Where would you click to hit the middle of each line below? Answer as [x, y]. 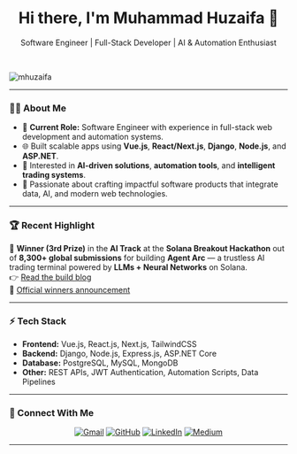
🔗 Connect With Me [52, 412]
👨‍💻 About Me [38, 108]
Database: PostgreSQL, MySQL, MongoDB [100, 363]
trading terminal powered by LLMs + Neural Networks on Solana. [128, 267]
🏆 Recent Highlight [52, 226]
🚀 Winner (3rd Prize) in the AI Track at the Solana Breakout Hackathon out [147, 248]
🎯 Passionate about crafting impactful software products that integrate [150, 184]
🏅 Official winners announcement [70, 289]
